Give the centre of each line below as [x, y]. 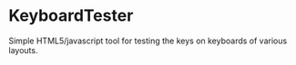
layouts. [23, 50]
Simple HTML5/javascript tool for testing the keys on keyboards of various [148, 41]
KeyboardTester [71, 16]
